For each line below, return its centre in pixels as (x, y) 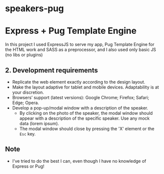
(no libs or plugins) (24, 55)
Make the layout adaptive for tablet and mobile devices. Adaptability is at (85, 87)
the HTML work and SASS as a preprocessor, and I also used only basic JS (81, 50)
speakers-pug (35, 9)
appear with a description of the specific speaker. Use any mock (84, 118)
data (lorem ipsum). (39, 123)
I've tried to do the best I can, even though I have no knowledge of (79, 161)
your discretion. (28, 92)
